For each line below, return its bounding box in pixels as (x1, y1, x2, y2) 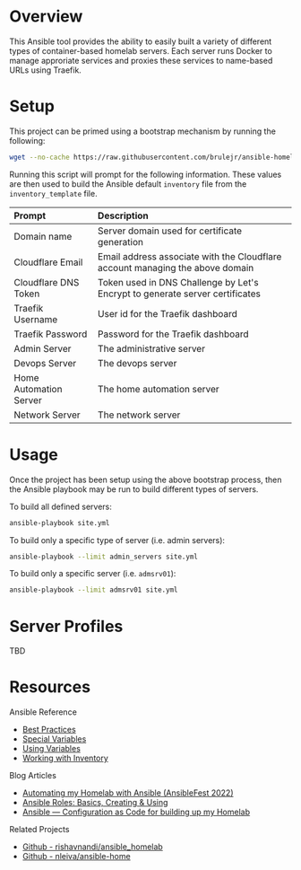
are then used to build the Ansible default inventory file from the (9, 178, 247, 189)
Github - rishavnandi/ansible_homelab (21, 841, 163, 852)
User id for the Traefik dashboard (97, 307, 237, 320)
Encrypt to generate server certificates (97, 287, 262, 300)
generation (97, 235, 143, 248)
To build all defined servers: (9, 501, 112, 512)
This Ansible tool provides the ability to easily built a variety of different (9, 36, 272, 47)
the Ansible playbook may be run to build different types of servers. (9, 483, 259, 495)
